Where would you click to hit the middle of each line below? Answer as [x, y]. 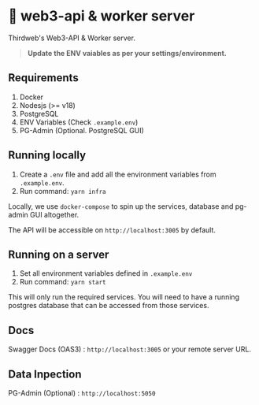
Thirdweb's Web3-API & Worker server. [72, 38]
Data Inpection [45, 374]
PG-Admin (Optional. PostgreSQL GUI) [81, 130]
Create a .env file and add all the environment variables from [118, 174]
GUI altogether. [55, 214]
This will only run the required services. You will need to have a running [124, 297]
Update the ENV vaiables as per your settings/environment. [127, 53]
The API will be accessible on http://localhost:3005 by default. [112, 230]
